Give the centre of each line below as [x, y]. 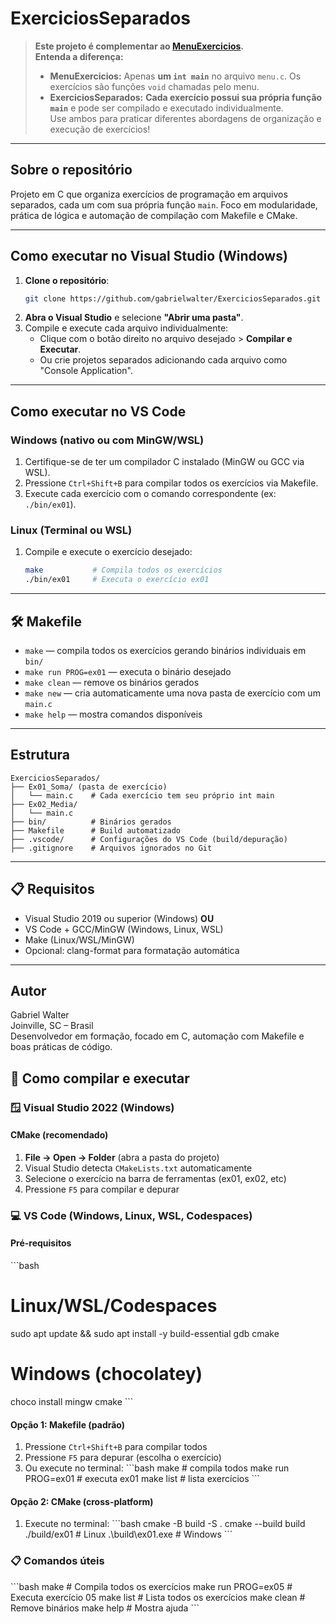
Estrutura [40, 755]
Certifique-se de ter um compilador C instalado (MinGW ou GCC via [164, 462]
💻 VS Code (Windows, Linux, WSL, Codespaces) [131, 1215]
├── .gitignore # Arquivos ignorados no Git [111, 848]
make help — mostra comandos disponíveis [113, 714]
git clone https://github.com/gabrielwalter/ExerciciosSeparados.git [173, 298]
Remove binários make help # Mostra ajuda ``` [105, 1608]
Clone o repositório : [67, 280]
